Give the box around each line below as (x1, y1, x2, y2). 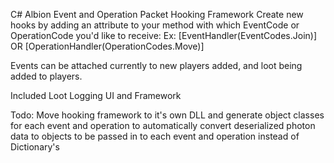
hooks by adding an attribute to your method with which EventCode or (10, 19, 300, 31)
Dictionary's (10, 141, 60, 153)
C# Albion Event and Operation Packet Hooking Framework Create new (10, 9, 304, 20)
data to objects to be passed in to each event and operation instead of (10, 130, 300, 142)
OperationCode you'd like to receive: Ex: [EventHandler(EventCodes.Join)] (10, 30, 318, 41)
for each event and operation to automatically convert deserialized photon (10, 120, 316, 131)
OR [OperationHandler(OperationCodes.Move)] (10, 40, 205, 52)
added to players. (10, 70, 83, 82)
